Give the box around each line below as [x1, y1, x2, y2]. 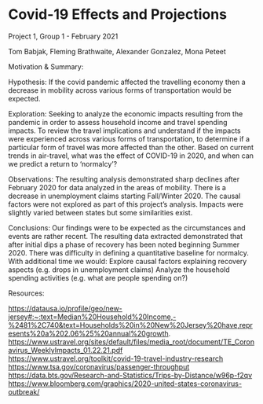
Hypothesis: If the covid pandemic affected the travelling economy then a [8, 77, 246, 86]
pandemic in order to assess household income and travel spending [8, 117, 228, 127]
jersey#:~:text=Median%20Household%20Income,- [8, 312, 177, 321]
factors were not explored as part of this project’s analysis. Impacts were [8, 199, 243, 209]
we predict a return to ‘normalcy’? [8, 159, 118, 168]
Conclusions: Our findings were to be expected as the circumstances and [8, 222, 246, 233]
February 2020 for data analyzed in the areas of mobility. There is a [8, 182, 226, 192]
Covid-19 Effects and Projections [8, 6, 228, 24]
